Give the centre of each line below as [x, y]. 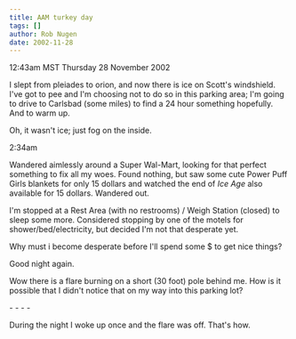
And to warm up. [40, 113]
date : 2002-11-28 [41, 42]
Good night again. [42, 264]
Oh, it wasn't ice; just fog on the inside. [81, 131]
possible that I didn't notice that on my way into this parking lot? [126, 291]
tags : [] [25, 26]
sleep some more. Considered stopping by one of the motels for [127, 220]
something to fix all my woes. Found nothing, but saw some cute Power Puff [148, 174]
